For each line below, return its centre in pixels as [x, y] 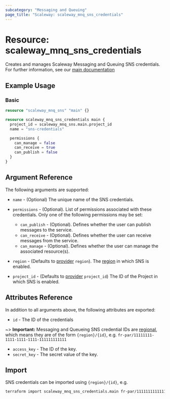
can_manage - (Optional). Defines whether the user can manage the [89, 246]
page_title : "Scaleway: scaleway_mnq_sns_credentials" [64, 15]
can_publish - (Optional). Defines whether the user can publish [86, 224]
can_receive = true [35, 148]
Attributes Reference [39, 298]
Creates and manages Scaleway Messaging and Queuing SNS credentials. [83, 64]
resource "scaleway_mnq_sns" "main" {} [47, 111]
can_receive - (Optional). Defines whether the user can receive [86, 235]
